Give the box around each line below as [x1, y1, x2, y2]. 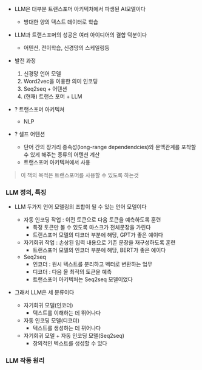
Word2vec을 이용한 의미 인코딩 [23, 78, 98, 85]
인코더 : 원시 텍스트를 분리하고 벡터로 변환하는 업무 [32, 260, 153, 268]
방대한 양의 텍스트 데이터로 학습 [23, 18, 98, 26]
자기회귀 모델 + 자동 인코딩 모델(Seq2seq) [23, 332, 125, 340]
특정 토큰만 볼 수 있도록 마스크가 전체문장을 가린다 [32, 224, 151, 231]
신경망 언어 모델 [23, 70, 61, 77]
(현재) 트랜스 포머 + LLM [23, 93, 82, 100]
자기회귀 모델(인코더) [23, 302, 73, 309]
